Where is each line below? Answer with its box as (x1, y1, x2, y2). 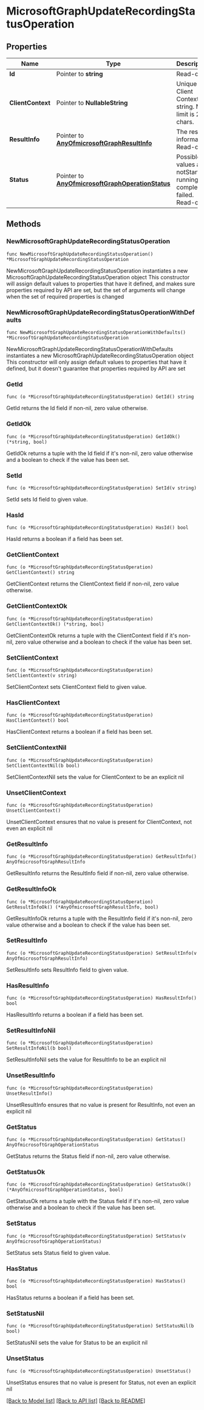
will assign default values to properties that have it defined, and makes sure (6, 280, 195, 287)
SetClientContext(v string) (6, 672, 78, 679)
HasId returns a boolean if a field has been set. (6, 536, 123, 543)
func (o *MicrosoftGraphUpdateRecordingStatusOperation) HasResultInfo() (6, 995, 197, 1002)
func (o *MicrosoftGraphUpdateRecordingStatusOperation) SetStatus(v (6, 1233, 186, 1239)
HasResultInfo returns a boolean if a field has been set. (6, 1011, 144, 1019)
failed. (176, 190, 194, 199)
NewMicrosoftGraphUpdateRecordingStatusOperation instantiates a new (6, 267, 188, 274)
